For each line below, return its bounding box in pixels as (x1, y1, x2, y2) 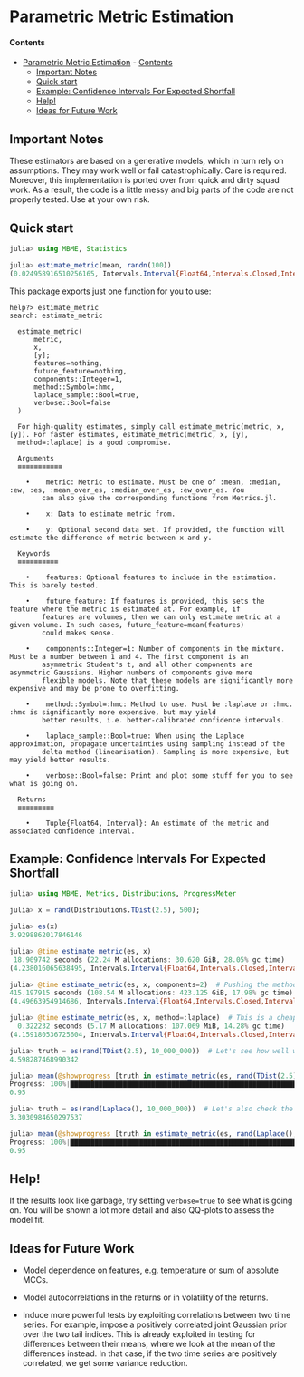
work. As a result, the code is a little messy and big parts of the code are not (9, 184, 294, 196)
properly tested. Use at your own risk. (9, 194, 151, 205)
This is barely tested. (9, 580, 100, 590)
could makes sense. (42, 628, 116, 637)
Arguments (17, 453, 54, 463)
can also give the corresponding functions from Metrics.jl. (42, 493, 278, 502)
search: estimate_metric (9, 311, 103, 320)
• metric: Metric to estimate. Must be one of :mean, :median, (25, 478, 281, 487)
